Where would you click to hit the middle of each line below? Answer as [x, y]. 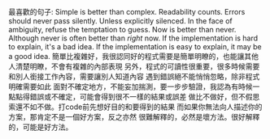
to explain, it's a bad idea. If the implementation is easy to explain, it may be [135, 46]
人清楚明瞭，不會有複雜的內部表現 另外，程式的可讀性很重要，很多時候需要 [134, 66]
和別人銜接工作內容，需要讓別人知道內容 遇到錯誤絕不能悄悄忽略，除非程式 [134, 76]
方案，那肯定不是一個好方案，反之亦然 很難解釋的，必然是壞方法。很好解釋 [134, 117]
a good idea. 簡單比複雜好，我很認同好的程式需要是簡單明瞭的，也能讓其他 [133, 56]
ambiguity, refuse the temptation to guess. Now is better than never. [122, 29]
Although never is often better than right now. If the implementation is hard [133, 38]
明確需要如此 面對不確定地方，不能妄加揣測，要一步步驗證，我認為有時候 [131, 86]
